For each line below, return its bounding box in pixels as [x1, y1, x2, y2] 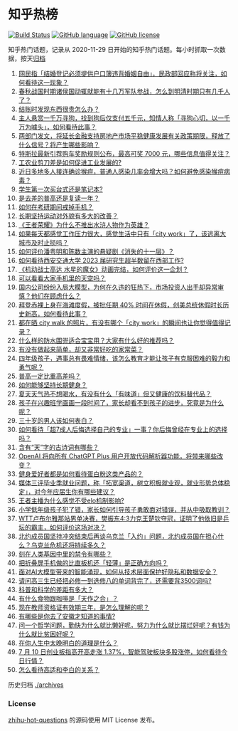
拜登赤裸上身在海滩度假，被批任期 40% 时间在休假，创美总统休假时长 [18, 300, 223, 309]
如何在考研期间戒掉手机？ [18, 202, 94, 211]
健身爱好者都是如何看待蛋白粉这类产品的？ [18, 469, 144, 478]
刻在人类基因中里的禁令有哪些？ [18, 549, 112, 558]
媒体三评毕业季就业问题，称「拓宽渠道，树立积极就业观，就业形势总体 [18, 478, 225, 487]
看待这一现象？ [24, 78, 69, 86]
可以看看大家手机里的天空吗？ [18, 273, 106, 282]
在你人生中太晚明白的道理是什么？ [18, 638, 119, 647]
